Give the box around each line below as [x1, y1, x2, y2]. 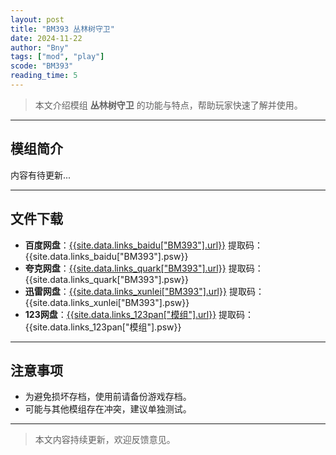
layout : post [10, 14, 65, 25]
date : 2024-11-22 [10, 33, 83, 43]
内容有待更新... [10, 169, 72, 181]
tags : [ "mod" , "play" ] [10, 52, 105, 62]
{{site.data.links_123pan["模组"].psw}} [24, 321, 182, 333]
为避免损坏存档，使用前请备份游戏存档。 [24, 391, 192, 403]
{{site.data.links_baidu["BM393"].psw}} [24, 250, 189, 262]
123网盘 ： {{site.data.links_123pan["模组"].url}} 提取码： [24, 308, 255, 320]
